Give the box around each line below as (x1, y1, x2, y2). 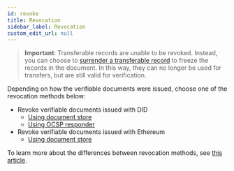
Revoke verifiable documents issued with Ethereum (17, 128, 166, 136)
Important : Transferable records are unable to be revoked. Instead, (24, 49, 218, 57)
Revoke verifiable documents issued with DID (17, 105, 148, 114)
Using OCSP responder (27, 120, 96, 129)
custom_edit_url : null (7, 29, 73, 37)
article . (7, 156, 27, 165)
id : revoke (7, 10, 39, 17)
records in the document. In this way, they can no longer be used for (24, 64, 222, 72)
